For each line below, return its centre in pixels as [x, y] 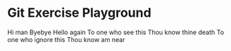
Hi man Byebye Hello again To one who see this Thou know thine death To [116, 32]
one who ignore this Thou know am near [66, 39]
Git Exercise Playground [79, 13]
